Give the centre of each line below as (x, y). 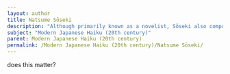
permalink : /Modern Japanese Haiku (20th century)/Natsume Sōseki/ (105, 45)
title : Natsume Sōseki (39, 20)
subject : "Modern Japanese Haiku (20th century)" (79, 33)
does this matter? (31, 65)
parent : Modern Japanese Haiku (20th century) (75, 39)
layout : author (29, 13)
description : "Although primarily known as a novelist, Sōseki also (107, 26)
